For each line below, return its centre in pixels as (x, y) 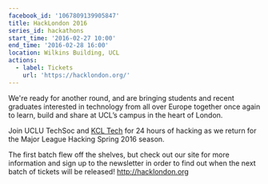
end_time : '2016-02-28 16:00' (59, 46)
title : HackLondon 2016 (48, 23)
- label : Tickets (44, 68)
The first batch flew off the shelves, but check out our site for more (119, 154)
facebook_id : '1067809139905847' (64, 16)
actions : (23, 61)
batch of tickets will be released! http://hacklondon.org (99, 171)
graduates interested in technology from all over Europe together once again (134, 106)
